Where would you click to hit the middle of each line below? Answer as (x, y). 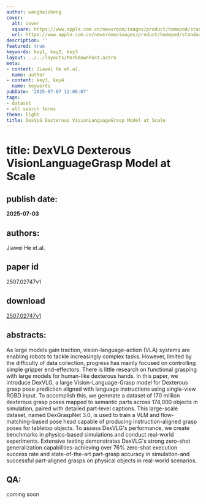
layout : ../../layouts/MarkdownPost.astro (61, 58)
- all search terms (31, 109)
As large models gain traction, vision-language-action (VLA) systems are (98, 350)
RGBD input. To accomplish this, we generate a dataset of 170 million (93, 395)
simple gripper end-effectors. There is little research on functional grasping (102, 369)
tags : (13, 97)
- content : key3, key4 (35, 80)
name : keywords (31, 86)
